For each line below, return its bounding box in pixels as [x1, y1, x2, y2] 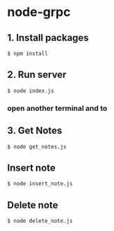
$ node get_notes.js [7, 143, 67, 150]
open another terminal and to [7, 103, 108, 113]
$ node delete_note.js [7, 218, 73, 225]
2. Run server [7, 69, 67, 80]
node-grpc [7, 4, 71, 20]
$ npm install [7, 50, 49, 57]
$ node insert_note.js [7, 180, 73, 187]
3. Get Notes [7, 125, 63, 137]
